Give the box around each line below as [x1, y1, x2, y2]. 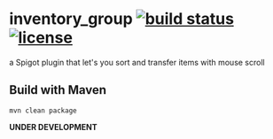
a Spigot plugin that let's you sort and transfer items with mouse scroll [9, 57, 265, 67]
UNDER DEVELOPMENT [9, 121, 97, 132]
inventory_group [9, 9, 133, 29]
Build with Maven [9, 82, 107, 97]
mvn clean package [9, 106, 77, 115]
